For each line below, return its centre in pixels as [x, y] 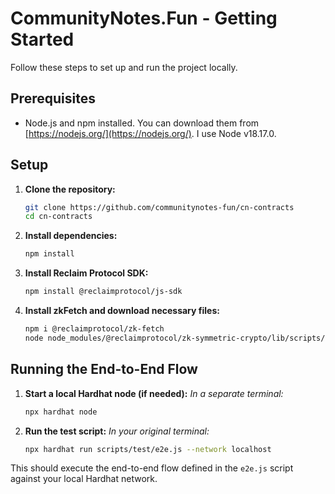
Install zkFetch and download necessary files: [122, 311]
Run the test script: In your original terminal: [117, 431]
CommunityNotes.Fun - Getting [144, 18]
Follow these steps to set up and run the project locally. [124, 67]
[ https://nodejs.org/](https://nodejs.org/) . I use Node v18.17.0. [150, 133]
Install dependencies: [71, 236]
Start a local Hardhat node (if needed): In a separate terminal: [154, 393]
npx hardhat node [61, 412]
